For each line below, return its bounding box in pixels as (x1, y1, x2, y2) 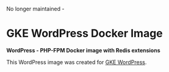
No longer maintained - (6, 5, 65, 12)
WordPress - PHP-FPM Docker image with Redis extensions (6, 46, 160, 54)
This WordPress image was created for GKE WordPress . (6, 58, 147, 66)
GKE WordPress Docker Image (6, 27, 163, 40)
